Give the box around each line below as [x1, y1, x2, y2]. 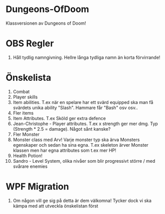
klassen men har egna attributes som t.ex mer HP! [13, 147, 117, 153]
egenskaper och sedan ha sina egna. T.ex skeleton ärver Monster [13, 142, 148, 148]
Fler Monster [13, 131, 40, 137]
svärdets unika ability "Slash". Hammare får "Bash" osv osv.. [13, 104, 138, 111]
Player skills [13, 94, 38, 100]
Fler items [13, 110, 34, 116]
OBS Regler [6, 38, 54, 49]
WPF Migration [6, 181, 69, 192]
